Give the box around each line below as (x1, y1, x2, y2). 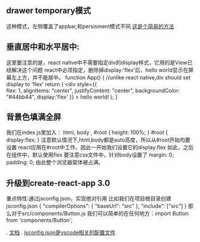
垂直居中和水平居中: (6, 42, 80, 52)
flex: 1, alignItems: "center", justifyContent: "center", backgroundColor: (6, 87, 180, 94)
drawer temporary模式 (6, 5, 91, 16)
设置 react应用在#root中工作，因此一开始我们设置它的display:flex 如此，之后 (6, 144, 194, 151)
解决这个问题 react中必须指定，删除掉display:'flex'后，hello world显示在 (11, 66, 189, 73)
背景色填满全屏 (6, 112, 61, 122)
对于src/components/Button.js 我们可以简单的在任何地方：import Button (11, 210, 189, 217)
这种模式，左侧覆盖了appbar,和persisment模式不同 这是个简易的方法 (6, 23, 174, 30)
